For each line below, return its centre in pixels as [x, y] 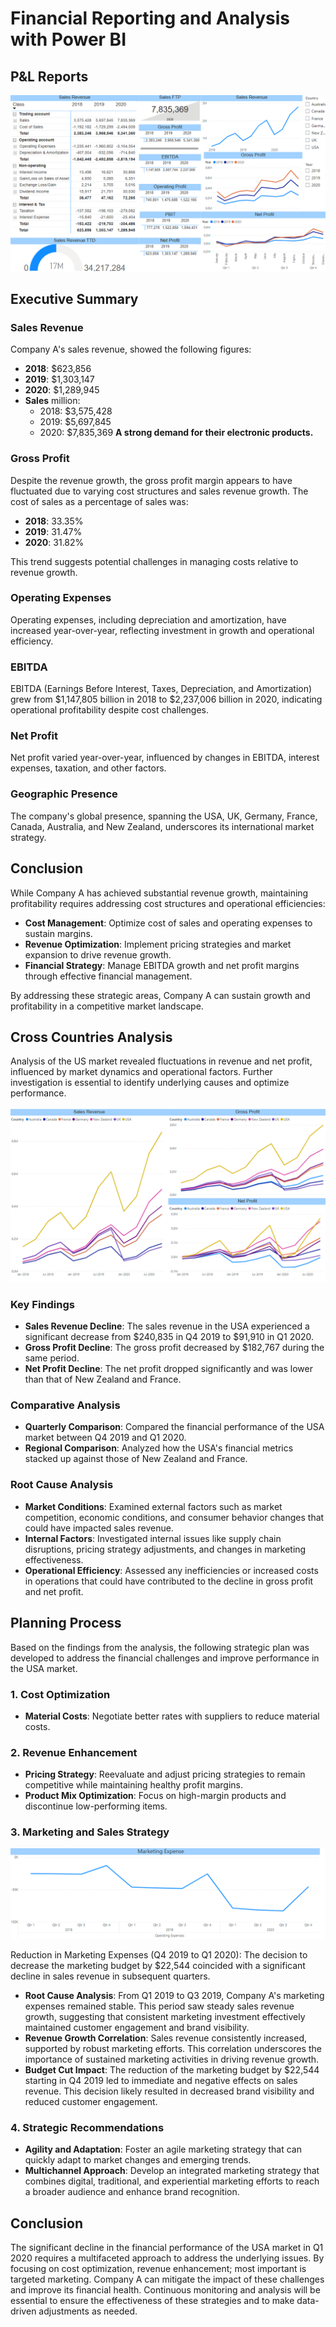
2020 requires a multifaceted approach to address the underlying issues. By [167, 2258]
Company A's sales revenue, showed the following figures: [131, 349]
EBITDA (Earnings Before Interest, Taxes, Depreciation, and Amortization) [161, 689]
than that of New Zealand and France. [103, 1379]
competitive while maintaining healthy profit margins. [134, 1785]
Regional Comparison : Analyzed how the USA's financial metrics [159, 1448]
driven [23, 2311]
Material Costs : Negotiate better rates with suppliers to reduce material [172, 1716]
